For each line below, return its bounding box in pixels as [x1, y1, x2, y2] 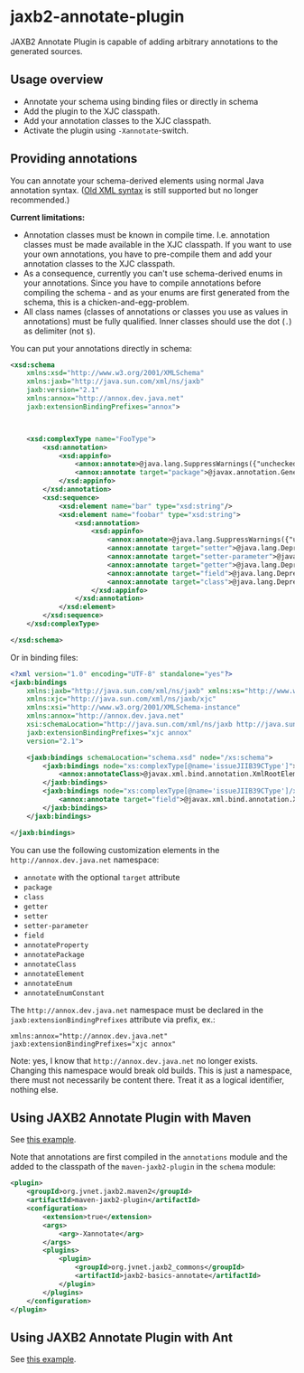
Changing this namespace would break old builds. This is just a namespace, [10, 1065, 292, 1076]
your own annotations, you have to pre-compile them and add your [23, 249, 272, 259]
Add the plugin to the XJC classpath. [23, 106, 161, 117]
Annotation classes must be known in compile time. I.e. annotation [23, 229, 270, 240]
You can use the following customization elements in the [10, 844, 220, 855]
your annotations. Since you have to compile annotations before [23, 277, 262, 288]
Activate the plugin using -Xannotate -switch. [23, 125, 189, 136]
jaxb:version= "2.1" [26, 386, 100, 395]
